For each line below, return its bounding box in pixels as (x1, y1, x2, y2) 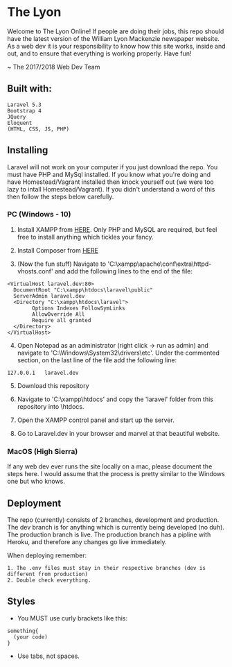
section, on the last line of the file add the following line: (17, 355, 177, 364)
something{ (7, 627, 39, 634)
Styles (7, 596, 36, 607)
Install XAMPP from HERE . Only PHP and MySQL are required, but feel (17, 225, 217, 233)
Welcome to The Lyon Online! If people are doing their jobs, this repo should (7, 27, 224, 35)
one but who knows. (7, 477, 66, 486)
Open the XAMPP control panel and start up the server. (17, 416, 175, 424)
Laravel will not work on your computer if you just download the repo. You (7, 162, 218, 171)
